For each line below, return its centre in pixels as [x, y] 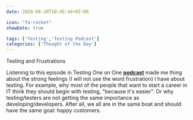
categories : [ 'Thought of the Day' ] [51, 44]
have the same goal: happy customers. [53, 110]
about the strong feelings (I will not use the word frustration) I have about [96, 79]
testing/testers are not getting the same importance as [73, 98]
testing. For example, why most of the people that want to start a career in [97, 85]
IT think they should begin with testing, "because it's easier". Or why [90, 91]
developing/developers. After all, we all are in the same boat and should [94, 104]
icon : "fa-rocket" [29, 22]
